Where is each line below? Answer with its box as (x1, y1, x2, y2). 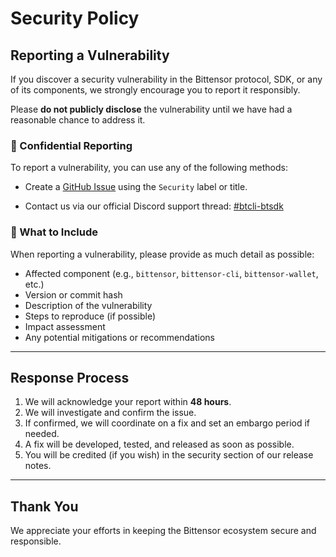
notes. (24, 460, 52, 472)
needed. (24, 428, 60, 440)
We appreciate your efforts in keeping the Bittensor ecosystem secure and (10, 525, 317, 537)
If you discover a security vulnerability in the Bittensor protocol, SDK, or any (10, 73, 323, 85)
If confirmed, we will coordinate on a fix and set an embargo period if (24, 417, 311, 429)
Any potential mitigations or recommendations (24, 331, 215, 343)
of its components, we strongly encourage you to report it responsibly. (10, 84, 301, 96)
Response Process (10, 369, 130, 386)
